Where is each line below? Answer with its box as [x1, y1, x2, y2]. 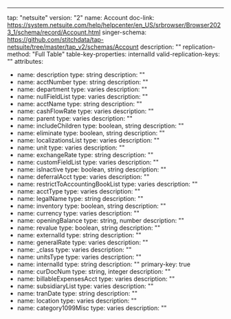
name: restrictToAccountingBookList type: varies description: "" [16, 180, 198, 188]
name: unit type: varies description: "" [16, 143, 125, 152]
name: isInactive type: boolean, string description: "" [16, 165, 166, 174]
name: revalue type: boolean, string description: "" [16, 224, 160, 232]
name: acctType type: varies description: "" [16, 187, 141, 196]
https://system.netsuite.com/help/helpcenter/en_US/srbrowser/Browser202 [7, 21, 221, 29]
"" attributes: [7, 58, 43, 65]
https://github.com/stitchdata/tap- [7, 36, 104, 43]
